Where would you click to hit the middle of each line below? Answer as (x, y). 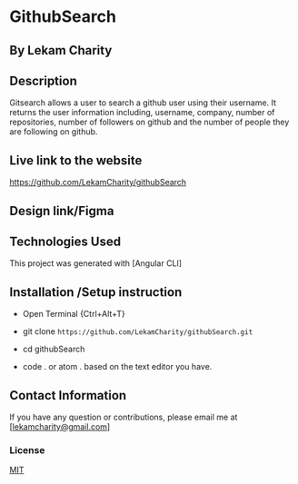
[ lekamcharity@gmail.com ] (60, 427)
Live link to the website (76, 160)
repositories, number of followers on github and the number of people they (149, 122)
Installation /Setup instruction (96, 292)
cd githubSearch (54, 349)
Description (43, 80)
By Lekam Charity (61, 50)
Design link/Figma (62, 211)
